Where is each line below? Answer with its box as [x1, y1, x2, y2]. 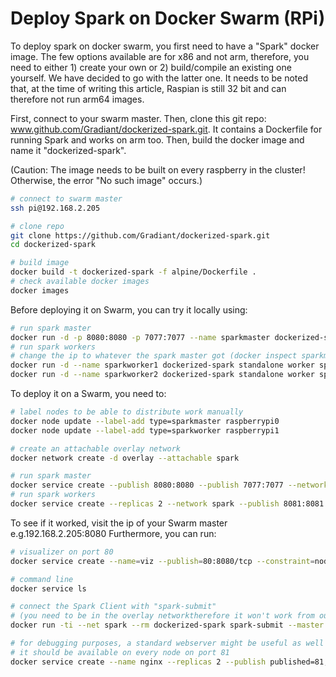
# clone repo [10, 221, 65, 231]
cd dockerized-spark [10, 240, 97, 250]
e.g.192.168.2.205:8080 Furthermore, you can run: [10, 527, 217, 539]
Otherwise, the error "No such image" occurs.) [10, 174, 203, 186]
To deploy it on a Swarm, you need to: [10, 388, 167, 400]
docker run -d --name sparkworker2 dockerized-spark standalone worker [10, 370, 315, 380]
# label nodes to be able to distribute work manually [10, 407, 244, 417]
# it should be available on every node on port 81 [10, 647, 230, 657]
